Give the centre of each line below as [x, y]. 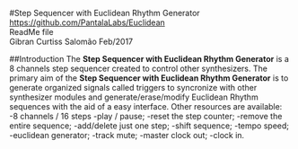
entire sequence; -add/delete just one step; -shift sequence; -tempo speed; [149, 126]
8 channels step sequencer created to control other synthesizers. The [138, 68]
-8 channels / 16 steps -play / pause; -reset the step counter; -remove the [146, 116]
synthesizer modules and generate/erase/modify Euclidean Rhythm [134, 97]
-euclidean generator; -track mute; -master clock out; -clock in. [127, 135]
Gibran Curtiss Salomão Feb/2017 [71, 41]
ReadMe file [31, 32]
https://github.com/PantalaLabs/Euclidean [88, 22]
